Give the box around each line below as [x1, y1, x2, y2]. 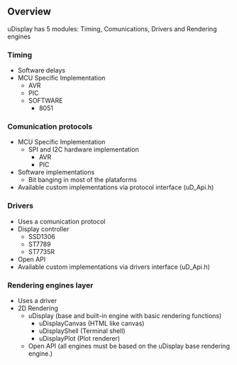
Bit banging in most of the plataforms [28, 176, 137, 184]
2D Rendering [17, 304, 59, 312]
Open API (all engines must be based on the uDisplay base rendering [28, 342, 231, 350]
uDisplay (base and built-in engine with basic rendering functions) [28, 312, 222, 319]
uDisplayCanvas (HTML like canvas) [38, 319, 145, 327]
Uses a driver [17, 297, 57, 305]
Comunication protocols [7, 122, 93, 132]
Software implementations [17, 168, 95, 176]
